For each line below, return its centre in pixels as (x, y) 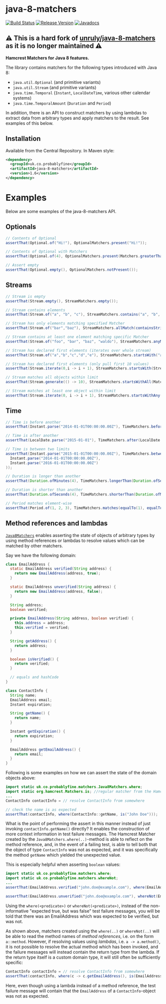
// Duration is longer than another (43, 476)
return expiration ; (34, 736)
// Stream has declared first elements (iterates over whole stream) (79, 350)
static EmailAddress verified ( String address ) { (61, 569)
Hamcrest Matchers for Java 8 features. (47, 58)
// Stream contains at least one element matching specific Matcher (77, 337)
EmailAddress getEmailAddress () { (45, 750)
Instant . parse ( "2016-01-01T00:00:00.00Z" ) (54, 463)
